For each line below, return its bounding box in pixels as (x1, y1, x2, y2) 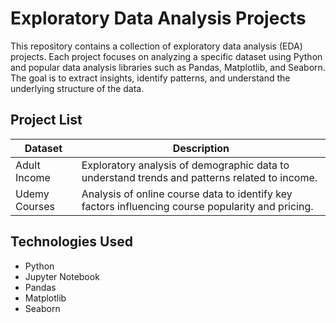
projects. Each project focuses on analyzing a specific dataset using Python (10, 50, 323, 62)
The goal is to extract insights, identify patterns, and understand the (10, 72, 291, 84)
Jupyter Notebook (24, 270, 100, 282)
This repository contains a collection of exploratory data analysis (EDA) (10, 40, 303, 52)
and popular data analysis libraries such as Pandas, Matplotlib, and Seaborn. (10, 61, 326, 73)
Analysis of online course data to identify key (81, 187, 293, 201)
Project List (10, 112, 83, 129)
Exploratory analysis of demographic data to (81, 158, 290, 172)
